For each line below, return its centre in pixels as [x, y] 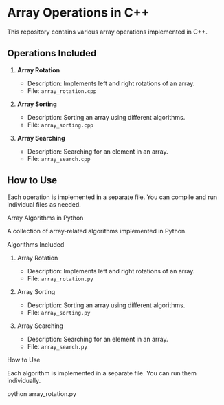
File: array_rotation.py [60, 278]
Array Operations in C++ [78, 13]
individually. [24, 380]
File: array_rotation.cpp [62, 90]
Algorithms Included [36, 244]
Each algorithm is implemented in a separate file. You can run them [102, 373]
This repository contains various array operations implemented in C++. [108, 32]
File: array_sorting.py [59, 312]
